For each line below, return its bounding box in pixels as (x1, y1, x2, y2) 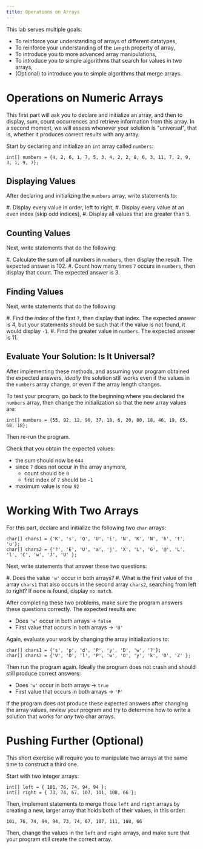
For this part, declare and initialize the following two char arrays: (6, 524, 167, 531)
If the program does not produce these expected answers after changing (6, 699, 188, 707)
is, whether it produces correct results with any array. (6, 130, 140, 138)
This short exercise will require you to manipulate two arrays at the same (6, 754, 188, 761)
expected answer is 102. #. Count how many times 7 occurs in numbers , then (6, 262, 196, 270)
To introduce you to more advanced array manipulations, (15, 50, 157, 58)
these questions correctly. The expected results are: (6, 605, 137, 612)
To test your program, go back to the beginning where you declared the (6, 392, 185, 399)
